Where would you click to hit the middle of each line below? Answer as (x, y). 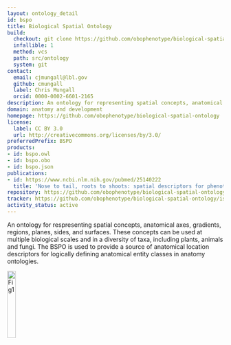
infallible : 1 (33, 45)
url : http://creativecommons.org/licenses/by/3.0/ (87, 135)
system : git (31, 65)
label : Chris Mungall (44, 90)
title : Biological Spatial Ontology (59, 26)
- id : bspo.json (30, 167)
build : (16, 33)
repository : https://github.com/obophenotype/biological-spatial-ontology (117, 192)
